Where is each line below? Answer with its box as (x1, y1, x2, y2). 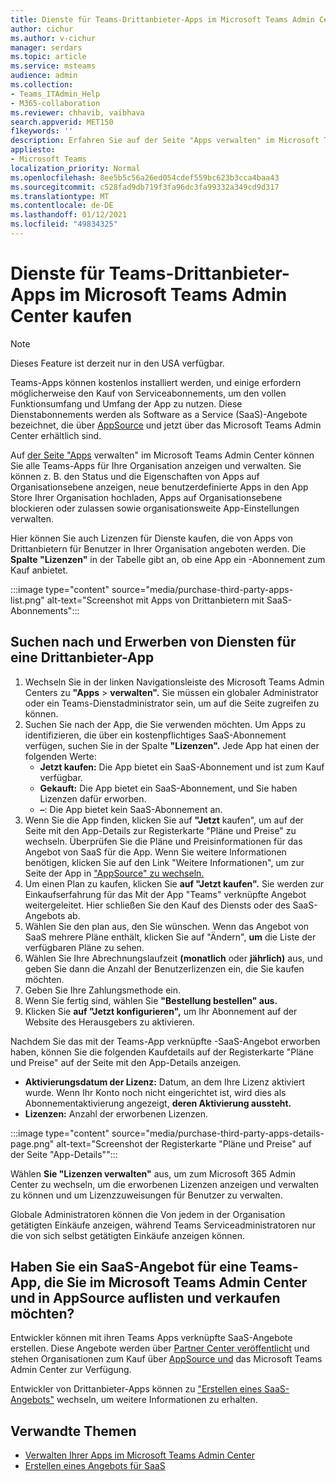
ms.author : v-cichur (10, 33, 97, 43)
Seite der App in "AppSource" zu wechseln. (24, 867, 205, 879)
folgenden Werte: (24, 750, 97, 762)
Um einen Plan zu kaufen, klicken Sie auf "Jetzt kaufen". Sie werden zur (24, 877, 325, 890)
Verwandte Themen (10, 1422, 137, 1440)
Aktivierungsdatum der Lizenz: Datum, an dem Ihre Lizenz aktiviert (24, 1076, 306, 1088)
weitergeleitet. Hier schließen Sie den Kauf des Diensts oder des (24, 899, 291, 911)
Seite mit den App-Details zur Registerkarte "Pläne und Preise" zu (24, 824, 297, 836)
